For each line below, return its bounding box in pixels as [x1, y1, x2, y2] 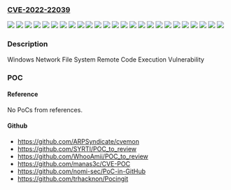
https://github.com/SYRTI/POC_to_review [17, 144, 137, 153]
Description [7, 39, 48, 49]
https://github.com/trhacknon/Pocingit [17, 174, 129, 183]
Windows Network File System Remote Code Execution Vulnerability [7, 55, 204, 64]
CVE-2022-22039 [7, 5, 71, 15]
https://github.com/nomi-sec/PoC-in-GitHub [17, 167, 146, 175]
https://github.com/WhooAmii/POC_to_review [17, 152, 148, 161]
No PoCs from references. [7, 105, 83, 114]
